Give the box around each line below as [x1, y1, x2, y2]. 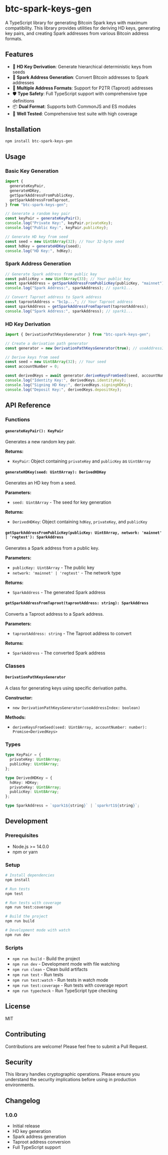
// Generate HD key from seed [5, 234, 68, 239]
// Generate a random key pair [5, 211, 70, 216]
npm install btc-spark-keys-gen [5, 139, 72, 144]
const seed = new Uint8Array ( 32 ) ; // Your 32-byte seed [5, 239, 124, 244]
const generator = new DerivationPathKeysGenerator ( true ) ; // [5, 345, 137, 351]
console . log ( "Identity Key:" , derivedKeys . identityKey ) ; [5, 378, 126, 383]
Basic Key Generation [5, 167, 59, 174]
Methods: [5, 714, 26, 720]
